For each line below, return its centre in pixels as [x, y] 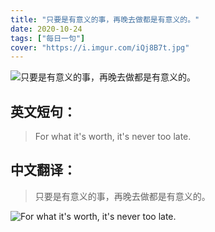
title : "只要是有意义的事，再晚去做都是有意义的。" [105, 19]
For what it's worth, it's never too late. [113, 137]
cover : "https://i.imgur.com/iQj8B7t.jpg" [100, 47]
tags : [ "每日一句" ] [48, 38]
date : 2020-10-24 [46, 29]
